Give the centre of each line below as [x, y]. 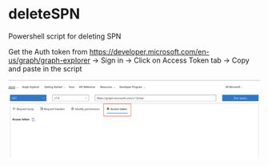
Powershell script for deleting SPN [65, 36]
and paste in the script [45, 68]
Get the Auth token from [48, 51]
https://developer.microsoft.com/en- [149, 51]
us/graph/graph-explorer [49, 60]
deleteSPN [44, 14]
